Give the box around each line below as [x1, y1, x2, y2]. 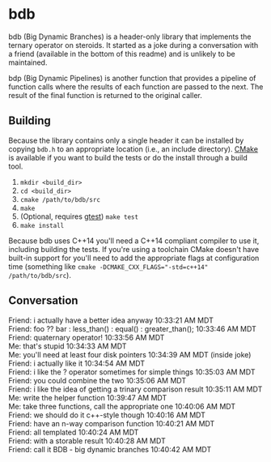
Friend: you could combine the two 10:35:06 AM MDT [8, 375, 187, 385]
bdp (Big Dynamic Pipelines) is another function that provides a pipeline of [8, 73, 256, 83]
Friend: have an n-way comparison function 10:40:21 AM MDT [8, 418, 215, 428]
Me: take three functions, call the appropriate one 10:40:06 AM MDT [8, 401, 236, 411]
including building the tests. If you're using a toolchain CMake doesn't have [8, 244, 260, 254]
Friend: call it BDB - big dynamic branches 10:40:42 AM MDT [8, 444, 212, 454]
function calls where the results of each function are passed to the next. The [8, 82, 264, 92]
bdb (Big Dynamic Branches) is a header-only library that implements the [8, 32, 252, 41]
